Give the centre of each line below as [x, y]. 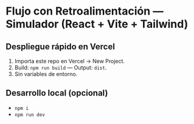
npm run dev [29, 115]
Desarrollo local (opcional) [57, 93]
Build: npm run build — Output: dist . [61, 67]
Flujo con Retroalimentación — [85, 11]
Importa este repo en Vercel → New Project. [70, 61]
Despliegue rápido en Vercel [60, 46]
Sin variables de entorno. [46, 74]
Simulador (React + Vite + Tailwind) [97, 24]
